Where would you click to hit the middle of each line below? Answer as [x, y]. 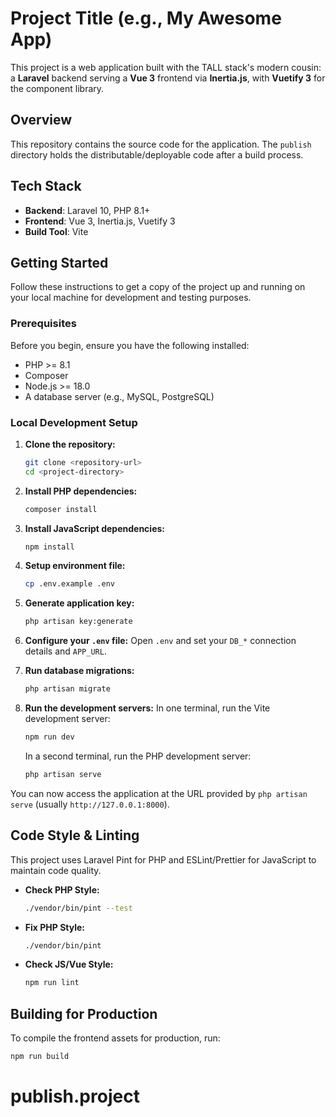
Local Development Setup [74, 422]
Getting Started [59, 262]
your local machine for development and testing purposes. [131, 298]
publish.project [75, 1096]
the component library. [57, 88]
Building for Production [84, 1013]
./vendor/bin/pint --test [78, 908]
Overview [41, 120]
